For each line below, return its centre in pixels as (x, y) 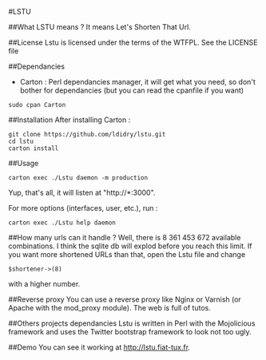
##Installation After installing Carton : (69, 120)
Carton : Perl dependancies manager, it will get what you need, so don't (137, 82)
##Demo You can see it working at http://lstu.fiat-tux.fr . (99, 347)
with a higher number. (44, 284)
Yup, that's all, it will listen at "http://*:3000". (82, 192)
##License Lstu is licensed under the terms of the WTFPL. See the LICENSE (133, 42)
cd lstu (21, 141)
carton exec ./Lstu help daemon (62, 223)
